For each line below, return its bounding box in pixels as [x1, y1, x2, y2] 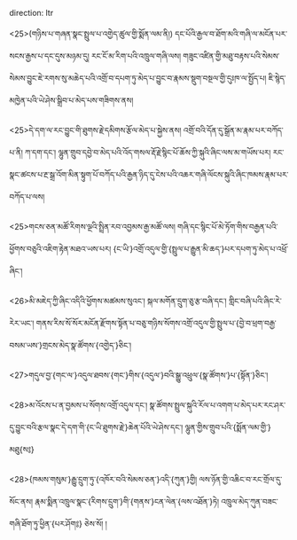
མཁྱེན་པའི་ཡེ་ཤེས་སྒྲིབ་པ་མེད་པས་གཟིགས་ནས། [9, 95, 134, 106]
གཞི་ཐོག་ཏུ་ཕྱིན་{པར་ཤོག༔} [9, 519, 82, 528]
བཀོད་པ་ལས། [9, 192, 45, 202]
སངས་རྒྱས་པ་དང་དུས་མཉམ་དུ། [9, 51, 90, 61]
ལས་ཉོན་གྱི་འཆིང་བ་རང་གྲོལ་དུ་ [199, 474, 283, 484]
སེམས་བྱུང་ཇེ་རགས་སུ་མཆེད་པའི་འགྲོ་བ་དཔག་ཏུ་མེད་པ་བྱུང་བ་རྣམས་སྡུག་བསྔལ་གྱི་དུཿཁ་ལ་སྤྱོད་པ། [9, 73, 267, 83]
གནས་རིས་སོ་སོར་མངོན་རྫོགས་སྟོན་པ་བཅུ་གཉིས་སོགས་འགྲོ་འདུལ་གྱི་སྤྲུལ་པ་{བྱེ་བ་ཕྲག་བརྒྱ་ [35, 318, 277, 328]
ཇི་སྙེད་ [268, 73, 286, 83]
